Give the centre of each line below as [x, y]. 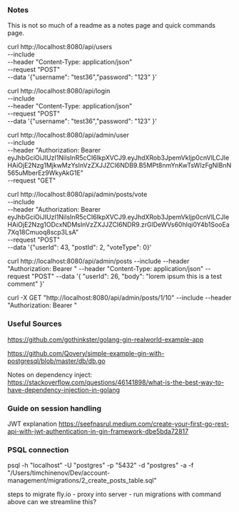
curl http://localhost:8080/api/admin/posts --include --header [98, 261]
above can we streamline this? [52, 502]
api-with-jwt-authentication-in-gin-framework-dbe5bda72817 [98, 431]
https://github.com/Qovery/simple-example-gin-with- [86, 353]
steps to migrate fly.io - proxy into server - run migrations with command [114, 494]
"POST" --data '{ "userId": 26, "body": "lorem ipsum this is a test [127, 277]
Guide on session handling [55, 408]
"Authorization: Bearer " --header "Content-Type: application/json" [106, 269]
